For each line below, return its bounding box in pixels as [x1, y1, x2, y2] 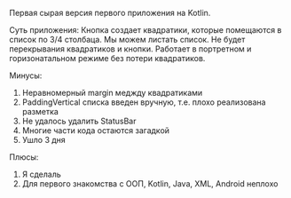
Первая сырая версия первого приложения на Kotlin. [9, 8, 211, 18]
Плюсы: [9, 152, 39, 162]
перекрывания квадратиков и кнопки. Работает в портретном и [9, 44, 252, 54]
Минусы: [9, 70, 43, 81]
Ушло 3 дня [21, 135, 67, 145]
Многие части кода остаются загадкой [21, 125, 170, 136]
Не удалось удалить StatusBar [21, 115, 137, 126]
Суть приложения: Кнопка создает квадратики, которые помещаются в [9, 25, 282, 35]
